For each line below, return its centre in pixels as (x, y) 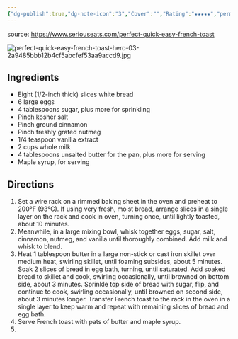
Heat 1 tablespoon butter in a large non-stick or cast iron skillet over (117, 254)
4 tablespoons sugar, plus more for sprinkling (84, 110)
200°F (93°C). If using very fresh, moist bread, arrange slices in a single (123, 209)
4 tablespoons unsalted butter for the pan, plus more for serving (111, 155)
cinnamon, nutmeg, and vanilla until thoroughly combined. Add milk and (122, 239)
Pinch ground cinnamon (52, 125)
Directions (31, 184)
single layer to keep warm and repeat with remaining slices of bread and (123, 307)
